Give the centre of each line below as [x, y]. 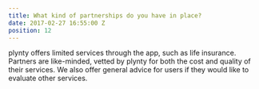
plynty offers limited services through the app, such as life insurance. [122, 53]
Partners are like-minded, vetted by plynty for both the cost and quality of [130, 61]
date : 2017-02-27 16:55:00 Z [57, 23]
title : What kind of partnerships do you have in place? [105, 15]
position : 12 [30, 30]
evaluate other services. [48, 78]
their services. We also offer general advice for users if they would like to [129, 70]
